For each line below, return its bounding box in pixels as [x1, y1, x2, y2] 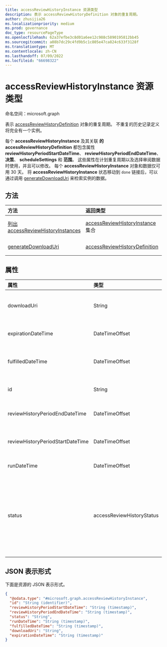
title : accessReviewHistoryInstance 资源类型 [5, 7, 98, 12]
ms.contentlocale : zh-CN [5, 49, 57, 54]
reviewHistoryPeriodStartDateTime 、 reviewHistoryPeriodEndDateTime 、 [5, 150, 162, 156]
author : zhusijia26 [5, 16, 46, 21]
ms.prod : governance [5, 26, 48, 31]
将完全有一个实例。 [5, 128, 45, 134]
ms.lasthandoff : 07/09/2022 [5, 53, 64, 59]
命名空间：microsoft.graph [5, 111, 60, 117]
